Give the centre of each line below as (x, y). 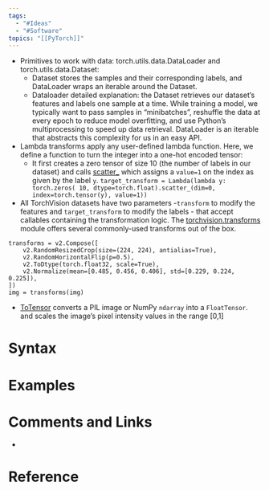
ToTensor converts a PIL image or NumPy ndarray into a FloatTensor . (134, 308)
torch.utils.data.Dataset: (59, 70)
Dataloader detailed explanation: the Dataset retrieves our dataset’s (143, 95)
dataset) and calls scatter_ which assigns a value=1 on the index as (143, 172)
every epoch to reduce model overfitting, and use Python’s (129, 120)
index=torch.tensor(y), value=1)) (90, 195)
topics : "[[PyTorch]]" (46, 38)
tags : (17, 16)
